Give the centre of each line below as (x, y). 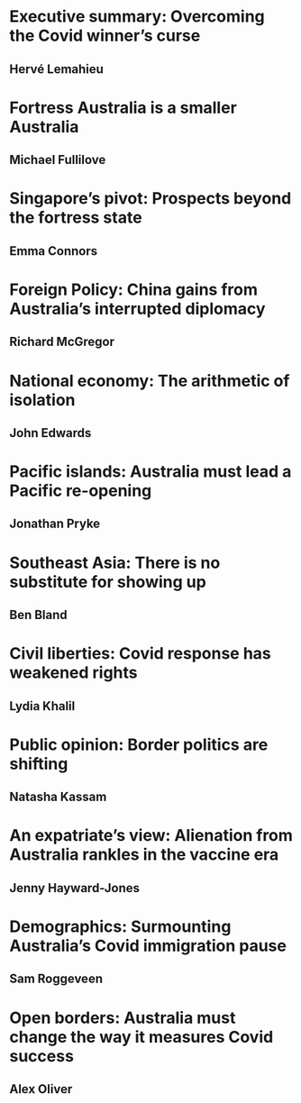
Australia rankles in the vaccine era (144, 855)
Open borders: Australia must (123, 1018)
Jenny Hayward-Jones (74, 888)
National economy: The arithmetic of (150, 381)
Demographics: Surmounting (120, 926)
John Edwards (50, 433)
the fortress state (76, 218)
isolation (42, 400)
